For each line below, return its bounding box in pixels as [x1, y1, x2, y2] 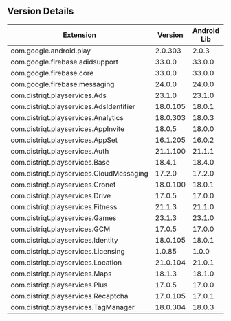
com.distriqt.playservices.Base [10, 157, 110, 167]
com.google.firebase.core [10, 68, 94, 78]
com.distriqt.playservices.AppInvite [10, 123, 125, 133]
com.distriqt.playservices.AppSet [10, 135, 118, 145]
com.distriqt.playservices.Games [10, 213, 117, 222]
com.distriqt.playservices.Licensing [10, 246, 125, 256]
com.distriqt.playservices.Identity [10, 235, 118, 245]
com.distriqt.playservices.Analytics [10, 112, 124, 122]
